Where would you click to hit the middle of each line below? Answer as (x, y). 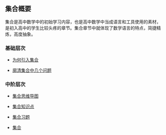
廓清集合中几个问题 (32, 70)
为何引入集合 (25, 60)
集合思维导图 (25, 96)
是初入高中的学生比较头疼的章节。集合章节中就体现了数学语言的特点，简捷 (81, 28)
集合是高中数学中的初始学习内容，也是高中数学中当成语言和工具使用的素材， (83, 22)
